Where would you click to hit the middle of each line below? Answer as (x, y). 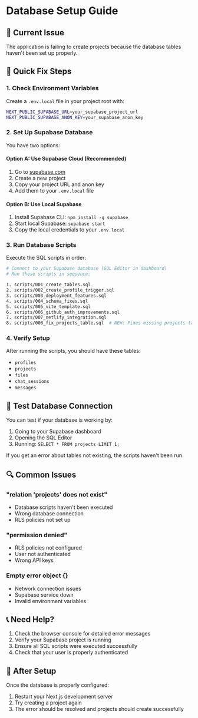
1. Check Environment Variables (52, 88)
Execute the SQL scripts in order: (46, 258)
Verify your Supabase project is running (63, 640)
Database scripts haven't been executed (64, 507)
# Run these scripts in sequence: (49, 274)
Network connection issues (48, 588)
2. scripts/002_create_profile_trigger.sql (60, 290)
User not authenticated (42, 554)
